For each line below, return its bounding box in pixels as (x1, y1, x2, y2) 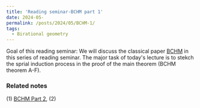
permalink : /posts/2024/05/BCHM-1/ (6, 20, 95, 26)
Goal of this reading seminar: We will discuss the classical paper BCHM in (6, 47, 189, 55)
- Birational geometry (11, 31, 68, 37)
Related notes (6, 82, 47, 90)
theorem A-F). (6, 67, 41, 74)
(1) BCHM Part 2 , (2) (6, 95, 56, 103)
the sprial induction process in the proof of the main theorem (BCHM (6, 61, 176, 68)
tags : (6, 25, 20, 32)
